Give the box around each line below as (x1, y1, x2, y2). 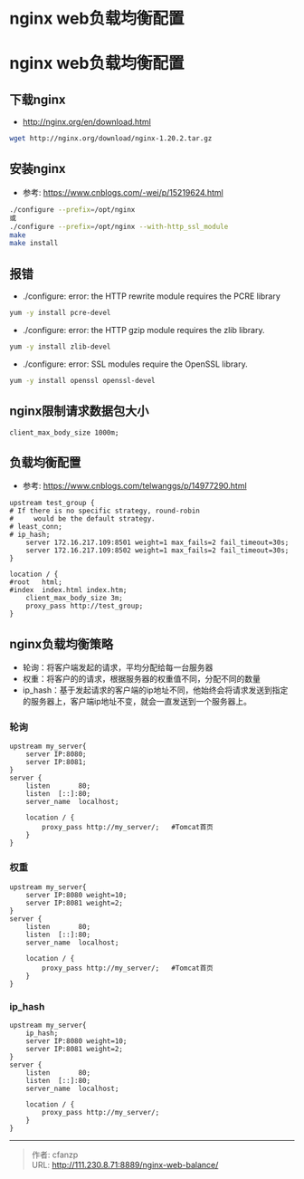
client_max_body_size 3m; (25, 594, 124, 603)
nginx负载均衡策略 (9, 636, 114, 652)
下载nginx (9, 91, 66, 107)
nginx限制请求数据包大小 (9, 404, 149, 419)
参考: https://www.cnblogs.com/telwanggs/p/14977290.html (22, 481, 247, 492)
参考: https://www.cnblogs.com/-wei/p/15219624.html (22, 187, 223, 197)
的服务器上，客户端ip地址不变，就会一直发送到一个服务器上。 (22, 696, 252, 707)
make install (9, 239, 59, 248)
